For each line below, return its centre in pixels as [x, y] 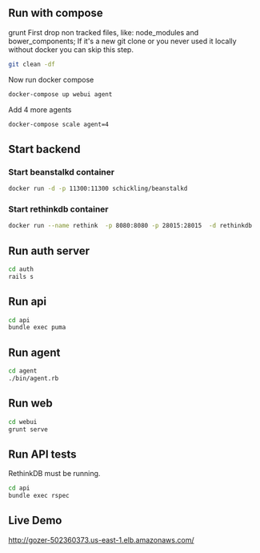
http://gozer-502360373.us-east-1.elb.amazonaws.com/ [101, 539]
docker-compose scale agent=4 [59, 124]
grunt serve [28, 429]
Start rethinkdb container [59, 209]
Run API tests [43, 454]
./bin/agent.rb [34, 378]
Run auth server [49, 250]
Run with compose [56, 13]
